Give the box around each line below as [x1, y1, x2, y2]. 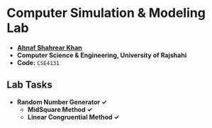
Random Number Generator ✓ [16, 98, 108, 106]
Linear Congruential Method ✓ [27, 112, 120, 121]
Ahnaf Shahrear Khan [16, 43, 83, 52]
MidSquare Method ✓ [27, 105, 93, 114]
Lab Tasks [6, 79, 52, 91]
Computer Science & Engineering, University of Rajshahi [16, 51, 187, 59]
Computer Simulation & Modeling [6, 5, 206, 21]
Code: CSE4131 [16, 58, 60, 66]
